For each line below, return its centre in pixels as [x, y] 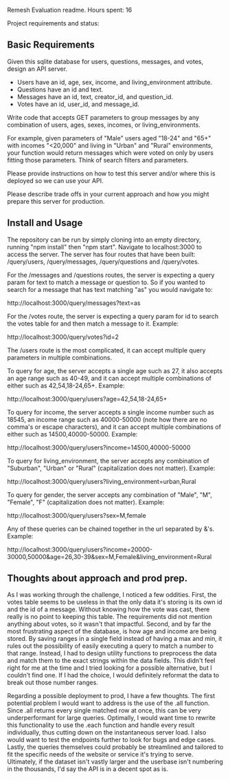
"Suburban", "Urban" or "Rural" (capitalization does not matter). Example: [111, 468]
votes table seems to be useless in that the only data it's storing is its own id [115, 602]
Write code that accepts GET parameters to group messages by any [103, 117]
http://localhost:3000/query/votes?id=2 [63, 337]
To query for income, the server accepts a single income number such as [111, 412]
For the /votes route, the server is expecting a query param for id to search [113, 316]
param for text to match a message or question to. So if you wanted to [106, 282]
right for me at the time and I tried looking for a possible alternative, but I [110, 668]
